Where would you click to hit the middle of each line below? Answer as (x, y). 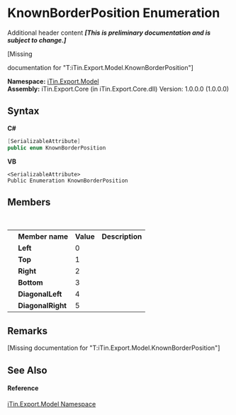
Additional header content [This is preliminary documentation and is (109, 33)
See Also (27, 370)
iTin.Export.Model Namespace (52, 404)
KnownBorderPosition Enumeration (114, 13)
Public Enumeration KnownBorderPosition (68, 181)
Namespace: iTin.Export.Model (53, 81)
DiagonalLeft (40, 294)
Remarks (28, 331)
